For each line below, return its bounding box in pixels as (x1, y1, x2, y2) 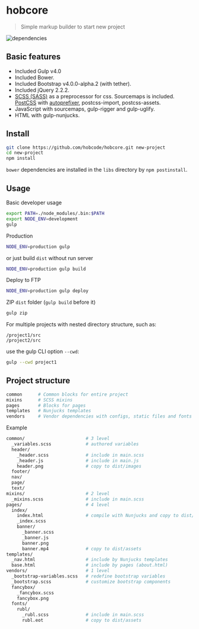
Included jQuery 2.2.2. (14, 86, 70, 94)
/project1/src (6, 332, 41, 338)
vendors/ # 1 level (6, 568, 110, 574)
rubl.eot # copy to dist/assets (21, 617, 142, 624)
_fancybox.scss (17, 590, 54, 596)
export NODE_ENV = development (6, 216, 78, 222)
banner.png (21, 540, 49, 546)
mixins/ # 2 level (6, 490, 110, 496)
